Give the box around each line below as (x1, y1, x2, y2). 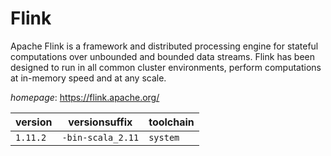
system (148, 132, 180, 143)
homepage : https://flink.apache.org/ (10, 91, 160, 103)
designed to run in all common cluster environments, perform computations (10, 61, 322, 73)
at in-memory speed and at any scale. (10, 72, 167, 84)
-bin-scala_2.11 (61, 132, 140, 143)
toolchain (148, 115, 195, 129)
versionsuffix (68, 115, 133, 129)
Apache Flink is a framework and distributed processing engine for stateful (10, 40, 319, 52)
